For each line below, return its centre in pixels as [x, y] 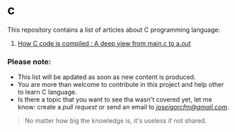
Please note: [29, 61]
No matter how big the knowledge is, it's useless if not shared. [116, 121]
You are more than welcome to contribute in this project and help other [121, 85]
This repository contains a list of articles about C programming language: [114, 30]
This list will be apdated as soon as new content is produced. [107, 77]
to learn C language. [47, 92]
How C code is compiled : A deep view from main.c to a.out [104, 43]
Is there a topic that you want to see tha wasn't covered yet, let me [115, 100]
